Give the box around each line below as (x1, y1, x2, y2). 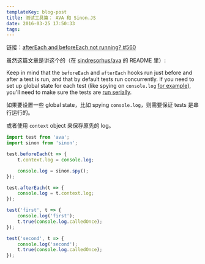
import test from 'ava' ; (6, 134, 70, 141)
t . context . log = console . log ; (17, 157, 95, 163)
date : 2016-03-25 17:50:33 (6, 20, 75, 26)
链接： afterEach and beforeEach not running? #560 (6, 44, 136, 51)
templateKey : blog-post (6, 9, 67, 15)
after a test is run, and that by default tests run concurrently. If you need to (6, 76, 195, 83)
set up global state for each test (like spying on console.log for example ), (6, 82, 192, 90)
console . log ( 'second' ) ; (17, 241, 78, 247)
